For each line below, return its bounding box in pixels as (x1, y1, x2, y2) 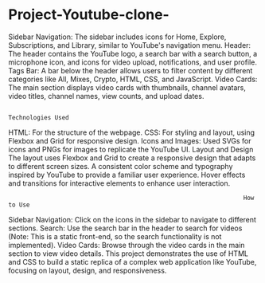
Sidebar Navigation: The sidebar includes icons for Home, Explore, (8, 32, 227, 41)
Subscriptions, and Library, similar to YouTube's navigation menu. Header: (8, 40, 251, 49)
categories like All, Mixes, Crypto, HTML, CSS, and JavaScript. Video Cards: (8, 74, 258, 84)
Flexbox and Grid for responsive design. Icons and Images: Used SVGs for (8, 136, 252, 145)
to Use (8, 201, 30, 209)
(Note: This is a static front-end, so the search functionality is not (8, 231, 222, 241)
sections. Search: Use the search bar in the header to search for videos (8, 223, 243, 233)
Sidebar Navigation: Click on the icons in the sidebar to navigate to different (8, 214, 257, 224)
